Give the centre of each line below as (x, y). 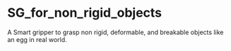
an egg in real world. (37, 39)
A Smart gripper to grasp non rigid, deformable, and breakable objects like (115, 32)
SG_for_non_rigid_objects (85, 13)
